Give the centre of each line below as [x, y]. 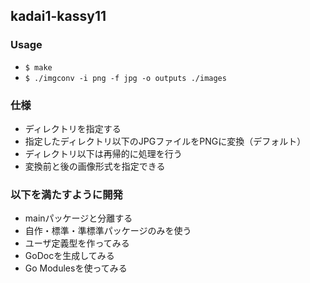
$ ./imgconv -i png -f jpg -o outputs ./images [125, 78]
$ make [38, 67]
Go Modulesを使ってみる [76, 268]
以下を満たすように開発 [66, 194]
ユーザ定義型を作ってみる [77, 243]
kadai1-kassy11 [58, 16]
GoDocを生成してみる [69, 256]
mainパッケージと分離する [78, 218]
